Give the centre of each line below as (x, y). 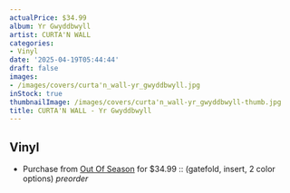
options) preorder (55, 179)
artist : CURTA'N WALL (50, 34)
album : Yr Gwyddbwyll (50, 26)
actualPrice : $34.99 (48, 18)
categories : (32, 43)
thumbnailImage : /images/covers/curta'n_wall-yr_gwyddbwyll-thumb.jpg (145, 102)
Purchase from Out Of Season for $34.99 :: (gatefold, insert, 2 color (149, 169)
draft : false (34, 69)
